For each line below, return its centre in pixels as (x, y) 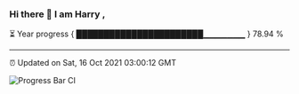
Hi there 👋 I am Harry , (57, 14)
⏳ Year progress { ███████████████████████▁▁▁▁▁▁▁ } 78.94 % (147, 34)
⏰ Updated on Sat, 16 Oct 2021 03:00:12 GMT (93, 63)
